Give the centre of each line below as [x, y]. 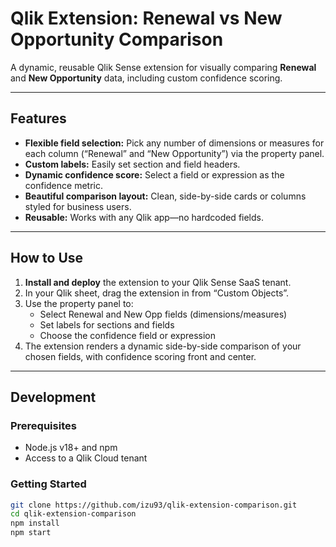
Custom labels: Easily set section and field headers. [132, 164]
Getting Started [48, 484]
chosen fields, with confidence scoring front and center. [140, 356]
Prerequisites [43, 425]
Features [38, 118]
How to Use [47, 258]
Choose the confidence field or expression [128, 335]
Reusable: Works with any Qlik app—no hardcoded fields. [144, 217]
